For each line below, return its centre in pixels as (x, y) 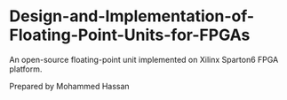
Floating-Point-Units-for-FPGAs (130, 35)
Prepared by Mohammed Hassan (70, 86)
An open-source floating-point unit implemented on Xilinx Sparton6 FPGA (144, 59)
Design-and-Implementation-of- (132, 16)
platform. (26, 69)
